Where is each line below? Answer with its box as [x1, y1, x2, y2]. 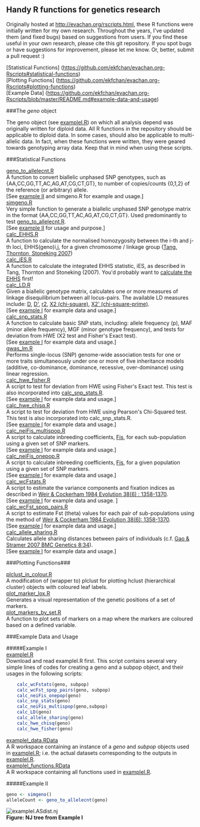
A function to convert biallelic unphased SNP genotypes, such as [6, 173, 166, 181]
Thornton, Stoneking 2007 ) [6, 249, 73, 257]
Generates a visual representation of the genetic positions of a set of [6, 596, 176, 603]
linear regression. [6, 370, 50, 377]
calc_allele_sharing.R [6, 528, 58, 536]
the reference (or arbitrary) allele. [6, 186, 88, 193]
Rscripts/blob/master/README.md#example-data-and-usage [6, 95, 157, 103]
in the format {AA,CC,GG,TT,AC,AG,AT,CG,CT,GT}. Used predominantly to [6, 211, 187, 218]
